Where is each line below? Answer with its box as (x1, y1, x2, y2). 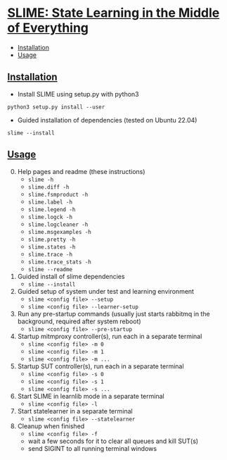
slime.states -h (27, 243, 76, 251)
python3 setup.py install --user (7, 104, 105, 111)
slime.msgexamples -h (27, 228, 91, 235)
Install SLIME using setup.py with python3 (17, 89, 139, 98)
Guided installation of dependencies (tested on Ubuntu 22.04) (17, 116, 197, 124)
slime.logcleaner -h (27, 220, 89, 228)
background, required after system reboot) (17, 317, 142, 325)
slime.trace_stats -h (27, 259, 91, 266)
